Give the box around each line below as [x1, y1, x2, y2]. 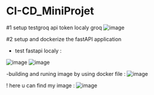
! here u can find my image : [6, 82, 75, 89]
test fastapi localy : [14, 47, 62, 54]
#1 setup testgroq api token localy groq [6, 24, 103, 31]
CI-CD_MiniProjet [6, 4, 94, 18]
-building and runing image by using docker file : [6, 70, 126, 77]
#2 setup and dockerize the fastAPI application [6, 35, 122, 42]
